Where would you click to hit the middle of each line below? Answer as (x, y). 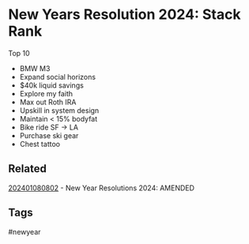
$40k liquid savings (52, 85)
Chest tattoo (40, 144)
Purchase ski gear (49, 135)
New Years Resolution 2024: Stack (124, 15)
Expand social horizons (58, 77)
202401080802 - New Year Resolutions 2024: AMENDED (102, 188)
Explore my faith (46, 93)
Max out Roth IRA (48, 102)
